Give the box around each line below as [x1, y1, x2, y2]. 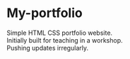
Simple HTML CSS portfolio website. [6, 28, 113, 37]
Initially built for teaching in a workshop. [6, 36, 123, 44]
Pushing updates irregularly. [6, 43, 89, 52]
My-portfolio [6, 5, 83, 21]
